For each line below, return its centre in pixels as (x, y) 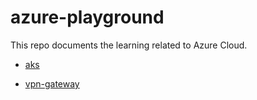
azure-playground (87, 17)
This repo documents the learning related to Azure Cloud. (129, 45)
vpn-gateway (52, 83)
